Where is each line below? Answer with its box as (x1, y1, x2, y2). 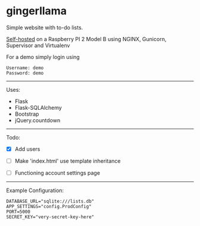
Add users (14, 145, 40, 153)
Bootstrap (14, 110, 39, 117)
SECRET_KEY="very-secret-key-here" (6, 214, 95, 220)
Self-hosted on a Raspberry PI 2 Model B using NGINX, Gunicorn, (6, 35, 167, 42)
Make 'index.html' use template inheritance (14, 157, 121, 165)
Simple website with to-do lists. (6, 24, 83, 31)
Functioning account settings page (14, 169, 100, 177)
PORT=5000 (6, 209, 31, 215)
